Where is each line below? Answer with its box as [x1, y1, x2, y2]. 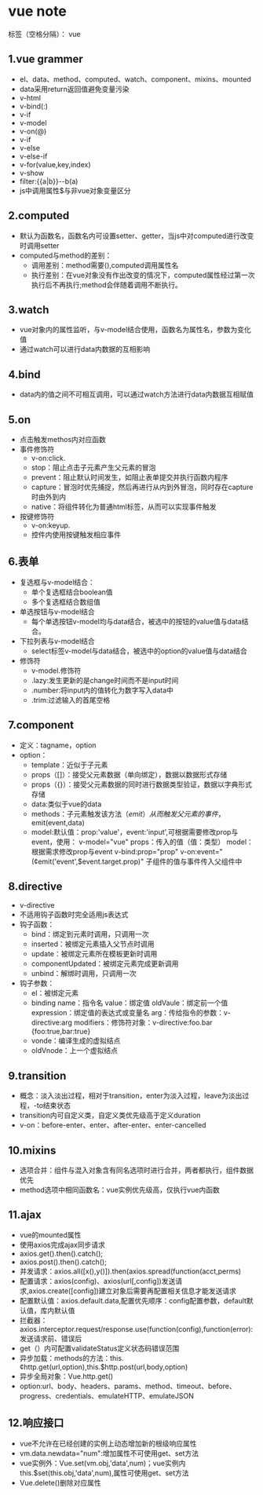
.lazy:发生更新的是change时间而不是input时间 [31, 675, 179, 685]
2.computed [8, 209, 70, 222]
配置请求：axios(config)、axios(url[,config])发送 [19, 1276, 176, 1285]
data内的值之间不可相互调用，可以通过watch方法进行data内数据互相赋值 [19, 389, 254, 399]
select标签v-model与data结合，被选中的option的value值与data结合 [31, 646, 247, 656]
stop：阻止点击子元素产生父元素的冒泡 [31, 462, 156, 472]
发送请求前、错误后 [19, 1333, 82, 1343]
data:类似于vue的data [31, 799, 102, 809]
